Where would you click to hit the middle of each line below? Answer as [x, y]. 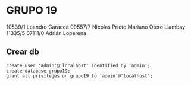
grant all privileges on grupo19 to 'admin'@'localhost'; [79, 76]
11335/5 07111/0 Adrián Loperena [46, 33]
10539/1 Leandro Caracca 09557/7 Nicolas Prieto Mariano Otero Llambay [96, 27]
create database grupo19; [38, 71]
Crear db [23, 52]
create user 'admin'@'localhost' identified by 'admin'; [78, 65]
